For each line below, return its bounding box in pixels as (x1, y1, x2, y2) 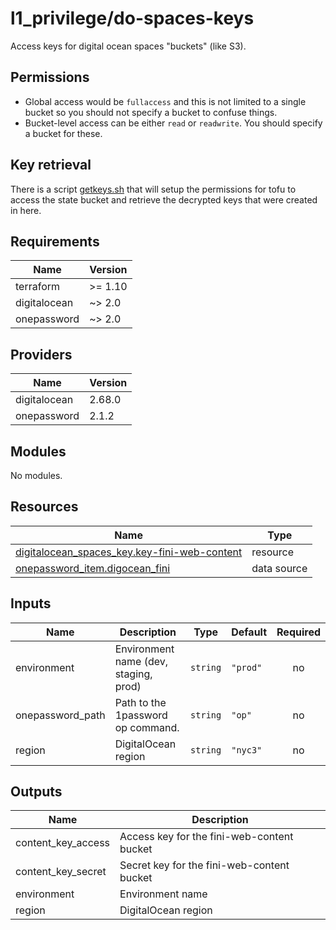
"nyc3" (231, 744, 263, 756)
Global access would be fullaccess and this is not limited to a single (24, 95, 307, 107)
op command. (114, 720, 180, 734)
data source (251, 561, 308, 575)
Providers (10, 346, 73, 363)
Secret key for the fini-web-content (119, 858, 290, 872)
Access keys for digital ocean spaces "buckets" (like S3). (10, 40, 247, 52)
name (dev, (114, 654, 169, 668)
